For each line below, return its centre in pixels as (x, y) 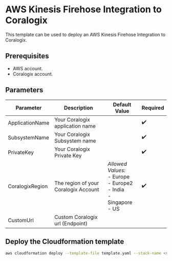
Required (153, 108)
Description (78, 108)
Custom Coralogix (76, 217)
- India (116, 189)
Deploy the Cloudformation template (65, 241)
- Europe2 (120, 183)
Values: (116, 170)
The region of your (77, 183)
